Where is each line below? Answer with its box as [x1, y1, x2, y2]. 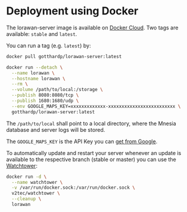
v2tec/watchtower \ [11, 190, 61, 196]
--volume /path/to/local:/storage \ [11, 87, 103, 93]
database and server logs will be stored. [6, 126, 105, 133]
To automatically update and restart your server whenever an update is [6, 149, 182, 156]
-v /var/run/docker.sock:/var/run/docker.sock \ [11, 184, 135, 191]
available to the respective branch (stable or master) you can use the [6, 156, 177, 163]
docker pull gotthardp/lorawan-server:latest [6, 53, 122, 59]
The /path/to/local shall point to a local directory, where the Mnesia [6, 120, 177, 127]
